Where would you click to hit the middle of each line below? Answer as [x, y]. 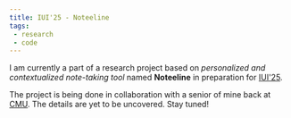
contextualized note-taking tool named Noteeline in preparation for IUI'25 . [146, 78]
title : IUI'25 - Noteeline [59, 17]
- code [25, 42]
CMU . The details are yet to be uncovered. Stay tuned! [109, 105]
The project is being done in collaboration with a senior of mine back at [140, 95]
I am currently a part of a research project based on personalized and [137, 68]
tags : [19, 26]
